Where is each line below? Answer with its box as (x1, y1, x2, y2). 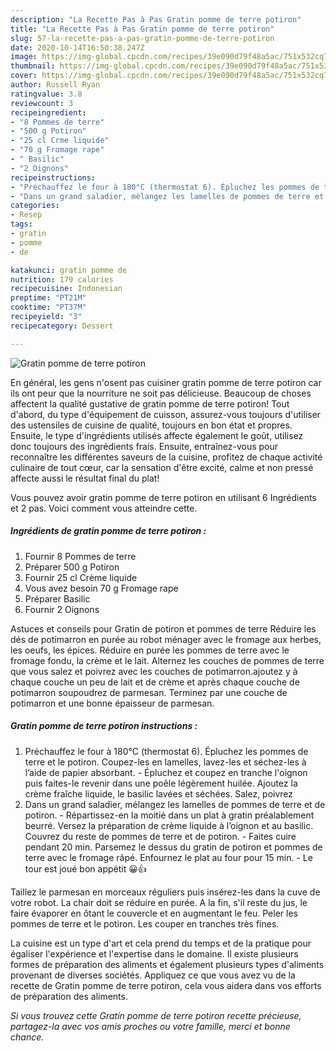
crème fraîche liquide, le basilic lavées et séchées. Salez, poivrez (24, 787, 294, 800)
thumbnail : (10, 61, 56, 71)
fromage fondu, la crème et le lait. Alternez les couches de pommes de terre (10, 654, 325, 666)
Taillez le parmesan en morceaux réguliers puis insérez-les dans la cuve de (10, 886, 321, 898)
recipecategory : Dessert (10, 321, 114, 331)
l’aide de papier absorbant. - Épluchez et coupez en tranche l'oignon (24, 766, 308, 778)
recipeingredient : (10, 107, 87, 118)
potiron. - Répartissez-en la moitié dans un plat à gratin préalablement (24, 809, 315, 821)
